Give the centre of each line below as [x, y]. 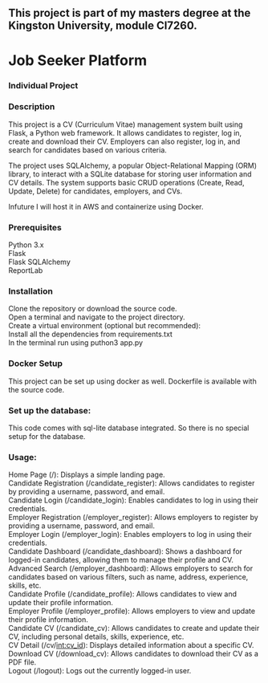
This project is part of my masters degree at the [130, 13]
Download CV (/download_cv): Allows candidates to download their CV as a [134, 654]
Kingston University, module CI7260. [103, 26]
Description [32, 107]
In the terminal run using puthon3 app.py [75, 343]
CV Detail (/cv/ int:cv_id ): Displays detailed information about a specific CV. [131, 645]
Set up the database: [50, 410]
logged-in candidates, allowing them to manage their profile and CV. [121, 560]
